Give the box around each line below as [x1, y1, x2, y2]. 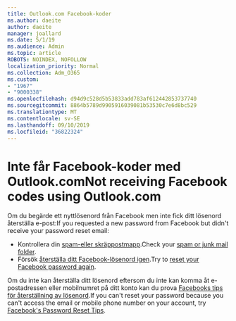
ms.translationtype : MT [7, 108, 77, 115]
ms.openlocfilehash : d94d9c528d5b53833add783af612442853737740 [7, 96, 197, 103]
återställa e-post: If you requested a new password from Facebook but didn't [7, 219, 229, 227]
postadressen [7, 284, 47, 292]
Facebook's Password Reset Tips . [7, 306, 106, 315]
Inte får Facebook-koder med [7, 158, 181, 175]
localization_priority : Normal [7, 63, 99, 70]
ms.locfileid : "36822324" [7, 128, 83, 135]
